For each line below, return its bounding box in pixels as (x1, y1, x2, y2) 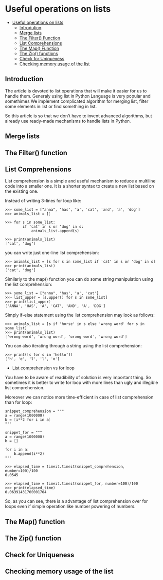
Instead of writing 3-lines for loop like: (5, 198, 82, 204)
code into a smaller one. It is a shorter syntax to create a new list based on (5, 183, 154, 189)
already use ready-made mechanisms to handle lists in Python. (5, 118, 131, 124)
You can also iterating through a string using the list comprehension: (5, 343, 142, 349)
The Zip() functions (19, 50, 58, 56)
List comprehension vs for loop (12, 365, 74, 371)
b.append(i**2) (14, 452, 45, 456)
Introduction (5, 75, 44, 83)
